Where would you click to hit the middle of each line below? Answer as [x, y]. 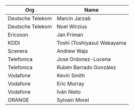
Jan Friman [70, 35]
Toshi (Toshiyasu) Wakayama [91, 43]
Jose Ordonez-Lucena [84, 59]
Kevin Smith [71, 76]
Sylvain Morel [73, 100]
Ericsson [18, 35]
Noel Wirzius [72, 26]
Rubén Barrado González [86, 67]
